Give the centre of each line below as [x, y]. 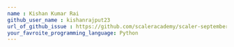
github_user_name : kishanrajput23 [59, 20]
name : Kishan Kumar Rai [43, 13]
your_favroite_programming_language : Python [73, 33]
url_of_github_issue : [40, 26]
